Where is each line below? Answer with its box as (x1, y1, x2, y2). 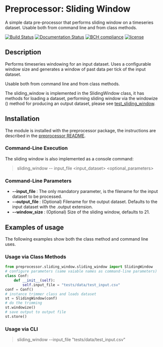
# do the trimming (5, 300, 42, 306)
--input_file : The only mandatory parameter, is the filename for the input (12, 189, 158, 194)
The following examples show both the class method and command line (5, 236, 148, 242)
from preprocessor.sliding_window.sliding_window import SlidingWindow (5, 264, 153, 269)
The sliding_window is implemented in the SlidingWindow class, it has (5, 90, 145, 96)
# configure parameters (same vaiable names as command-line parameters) (5, 269, 158, 274)
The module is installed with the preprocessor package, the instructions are (5, 127, 156, 133)
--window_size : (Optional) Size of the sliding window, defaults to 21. (12, 209, 150, 215)
